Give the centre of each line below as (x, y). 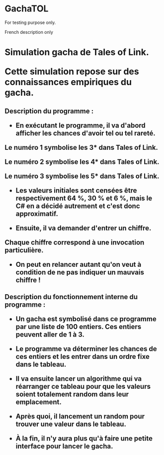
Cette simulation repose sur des (72, 71)
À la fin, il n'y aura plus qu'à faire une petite (84, 438)
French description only (29, 32)
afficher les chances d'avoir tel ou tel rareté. (86, 133)
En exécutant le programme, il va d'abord (81, 125)
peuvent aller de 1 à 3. (50, 334)
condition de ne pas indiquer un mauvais (80, 272)
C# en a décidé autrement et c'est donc (78, 206)
